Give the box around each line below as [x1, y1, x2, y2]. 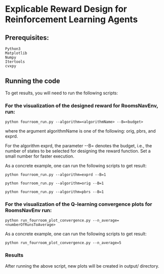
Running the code [5, 77, 60, 85]
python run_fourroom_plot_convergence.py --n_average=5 [5, 241, 121, 246]
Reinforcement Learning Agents [5, 14, 138, 25]
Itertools [5, 59, 25, 64]
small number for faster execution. [5, 153, 74, 159]
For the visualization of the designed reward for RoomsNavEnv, [5, 102, 158, 109]
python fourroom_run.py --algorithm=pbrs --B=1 [5, 190, 104, 194]
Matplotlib [5, 51, 27, 55]
